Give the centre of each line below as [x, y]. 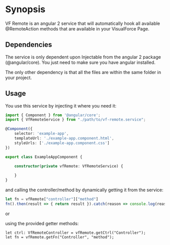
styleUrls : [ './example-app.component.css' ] [62, 143]
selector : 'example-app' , [42, 134]
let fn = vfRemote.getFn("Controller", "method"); [60, 237]
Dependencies [29, 45]
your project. [18, 78]
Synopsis [25, 9]
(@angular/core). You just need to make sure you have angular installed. [80, 62]
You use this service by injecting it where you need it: [61, 106]
